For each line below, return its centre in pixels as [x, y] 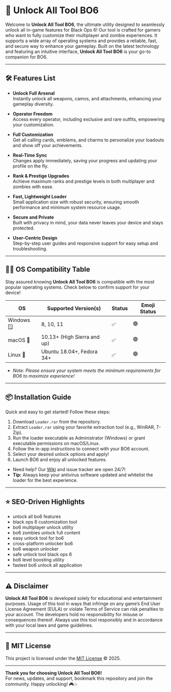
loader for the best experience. [45, 480]
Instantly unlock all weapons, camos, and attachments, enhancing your [87, 98]
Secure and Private [33, 217]
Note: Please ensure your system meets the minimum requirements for [87, 370]
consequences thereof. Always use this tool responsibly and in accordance [84, 620]
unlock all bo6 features [37, 516]
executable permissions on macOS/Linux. [56, 443]
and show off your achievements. [48, 145]
